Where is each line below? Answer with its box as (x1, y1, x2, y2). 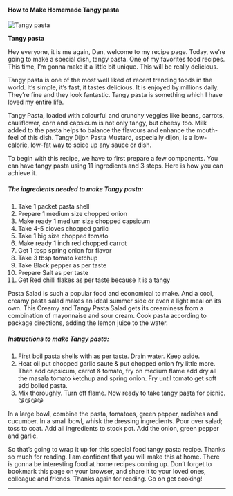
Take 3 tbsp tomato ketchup (17, 254, 98, 263)
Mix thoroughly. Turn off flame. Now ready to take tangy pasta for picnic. (17, 389, 225, 398)
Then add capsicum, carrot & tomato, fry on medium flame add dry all (17, 367, 217, 375)
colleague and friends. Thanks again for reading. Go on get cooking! (8, 475, 203, 483)
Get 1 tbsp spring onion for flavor (17, 247, 112, 255)
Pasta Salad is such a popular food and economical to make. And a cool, (8, 290, 214, 298)
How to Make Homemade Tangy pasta (8, 6, 120, 14)
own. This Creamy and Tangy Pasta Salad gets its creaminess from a (8, 304, 203, 312)
